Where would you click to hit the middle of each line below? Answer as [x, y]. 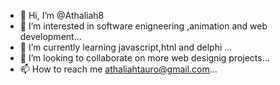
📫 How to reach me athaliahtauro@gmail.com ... [118, 69]
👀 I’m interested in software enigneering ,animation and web [143, 26]
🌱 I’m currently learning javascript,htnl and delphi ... [126, 47]
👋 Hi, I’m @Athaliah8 [62, 15]
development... [50, 36]
